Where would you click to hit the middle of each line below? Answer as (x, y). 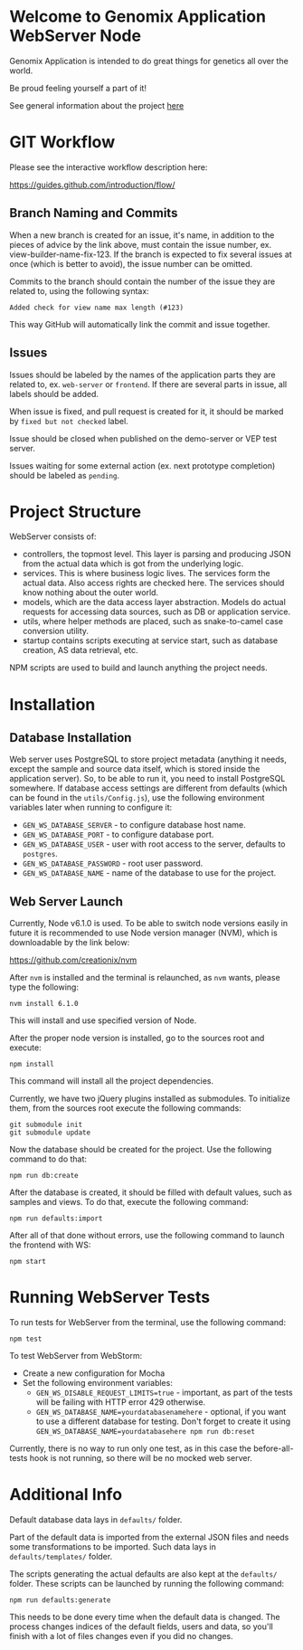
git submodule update (50, 1133)
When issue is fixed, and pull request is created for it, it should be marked (147, 411)
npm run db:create (44, 1176)
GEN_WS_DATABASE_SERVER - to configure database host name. (134, 825)
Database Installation (71, 738)
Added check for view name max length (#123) (96, 308)
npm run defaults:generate (60, 1600)
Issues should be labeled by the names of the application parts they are (142, 375)
